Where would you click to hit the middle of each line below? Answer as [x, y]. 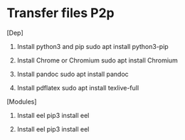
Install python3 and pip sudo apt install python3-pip [92, 46]
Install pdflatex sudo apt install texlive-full [78, 87]
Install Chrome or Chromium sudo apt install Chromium [97, 60]
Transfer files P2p [60, 13]
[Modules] [22, 102]
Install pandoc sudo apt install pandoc [73, 74]
